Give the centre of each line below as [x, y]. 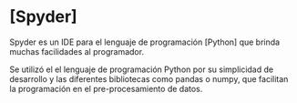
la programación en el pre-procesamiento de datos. [106, 88]
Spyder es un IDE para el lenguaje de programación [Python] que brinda [145, 42]
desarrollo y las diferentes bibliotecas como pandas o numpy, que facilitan [149, 78]
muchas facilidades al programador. [77, 51]
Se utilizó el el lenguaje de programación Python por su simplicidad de [142, 69]
